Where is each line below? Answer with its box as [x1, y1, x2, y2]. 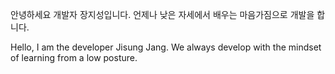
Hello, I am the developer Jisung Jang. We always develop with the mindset [10, 41, 322, 53]
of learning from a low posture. [10, 52, 138, 63]
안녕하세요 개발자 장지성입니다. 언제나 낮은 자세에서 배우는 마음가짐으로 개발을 [10, 9, 315, 20]
